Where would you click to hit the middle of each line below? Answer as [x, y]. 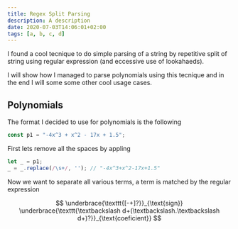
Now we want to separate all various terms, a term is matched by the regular [119, 181]
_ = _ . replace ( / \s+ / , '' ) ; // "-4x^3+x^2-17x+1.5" [84, 168]
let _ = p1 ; [25, 161]
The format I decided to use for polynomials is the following [94, 122]
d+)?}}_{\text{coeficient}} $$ [119, 218]
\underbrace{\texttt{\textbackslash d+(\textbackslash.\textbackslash [119, 211]
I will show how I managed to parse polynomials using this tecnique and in [116, 75]
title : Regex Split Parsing [49, 14]
